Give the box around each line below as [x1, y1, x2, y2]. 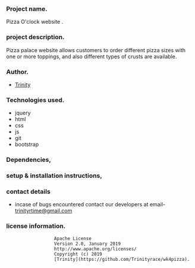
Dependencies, [6, 156, 52, 164]
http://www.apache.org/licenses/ [54, 245, 137, 252]
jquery [14, 109, 31, 117]
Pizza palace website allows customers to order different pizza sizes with [6, 46, 186, 53]
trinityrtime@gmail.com [14, 207, 73, 215]
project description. [6, 33, 65, 42]
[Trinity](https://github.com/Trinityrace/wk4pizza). [54, 256, 190, 262]
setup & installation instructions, [6, 171, 102, 180]
